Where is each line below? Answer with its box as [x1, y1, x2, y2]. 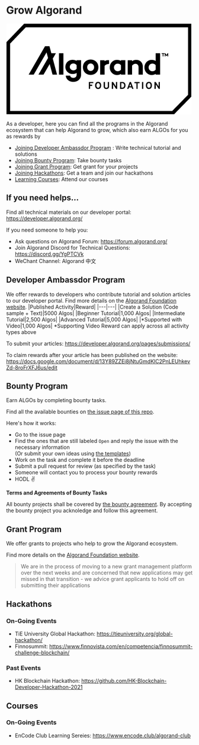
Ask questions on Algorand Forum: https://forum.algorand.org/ [14, 237, 168, 245]
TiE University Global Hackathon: [14, 630, 96, 637]
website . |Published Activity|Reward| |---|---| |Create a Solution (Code [6, 303, 179, 310]
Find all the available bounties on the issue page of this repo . [6, 408, 155, 415]
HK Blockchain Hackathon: [14, 677, 80, 685]
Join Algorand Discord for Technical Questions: [14, 244, 130, 251]
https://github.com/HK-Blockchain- [81, 677, 167, 685]
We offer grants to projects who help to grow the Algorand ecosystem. [6, 540, 178, 547]
